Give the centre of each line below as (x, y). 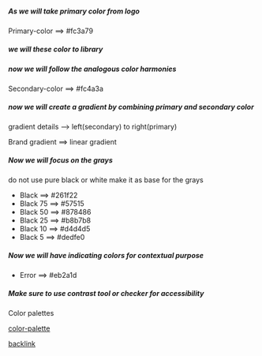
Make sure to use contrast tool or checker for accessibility (106, 293)
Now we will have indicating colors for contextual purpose (106, 255)
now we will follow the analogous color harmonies (92, 69)
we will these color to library (56, 49)
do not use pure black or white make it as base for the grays (106, 180)
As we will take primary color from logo (74, 11)
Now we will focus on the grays (60, 160)
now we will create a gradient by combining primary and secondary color (131, 107)
